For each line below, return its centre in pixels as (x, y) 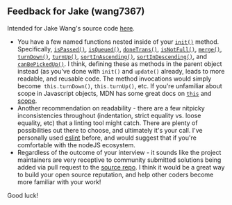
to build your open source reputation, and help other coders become (115, 174)
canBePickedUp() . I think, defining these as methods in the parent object (119, 64)
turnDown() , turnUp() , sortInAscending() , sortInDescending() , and (112, 56)
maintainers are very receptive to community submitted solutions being (119, 160)
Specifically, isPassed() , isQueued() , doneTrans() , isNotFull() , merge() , (119, 49)
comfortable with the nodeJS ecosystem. (76, 145)
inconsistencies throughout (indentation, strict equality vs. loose (109, 115)
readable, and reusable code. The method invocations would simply (114, 79)
